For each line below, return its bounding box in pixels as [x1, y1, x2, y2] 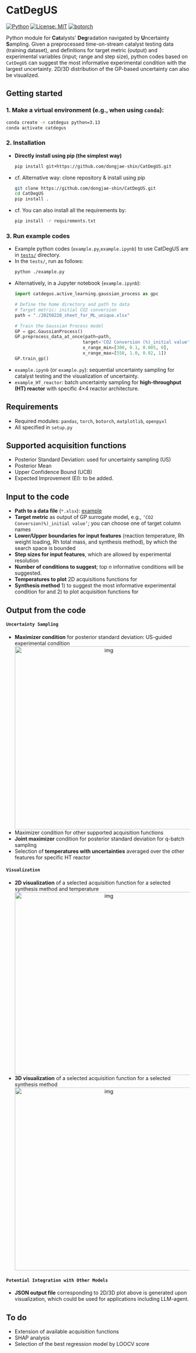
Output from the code [6, 605, 86, 615]
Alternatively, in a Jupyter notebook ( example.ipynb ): [14, 279, 141, 287]
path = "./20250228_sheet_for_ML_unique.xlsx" [14, 312, 130, 318]
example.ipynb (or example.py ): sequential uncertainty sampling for [14, 366, 175, 373]
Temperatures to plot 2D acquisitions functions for [14, 576, 138, 583]
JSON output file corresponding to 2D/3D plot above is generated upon [14, 1289, 187, 1296]
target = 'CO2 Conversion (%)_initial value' [82, 339, 190, 346]
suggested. [14, 569, 42, 577]
